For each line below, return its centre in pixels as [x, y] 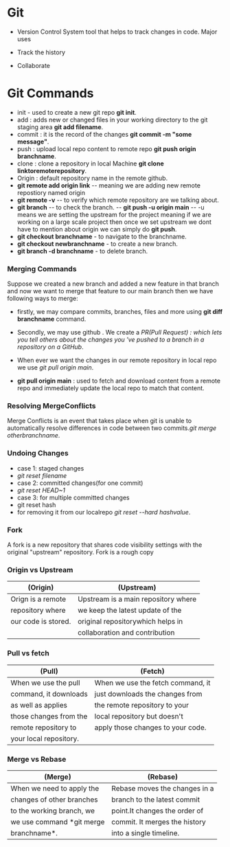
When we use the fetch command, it [152, 683]
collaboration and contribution [126, 633]
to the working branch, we [53, 811]
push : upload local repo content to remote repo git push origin [106, 148]
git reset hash [36, 505]
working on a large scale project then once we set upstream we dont [114, 222]
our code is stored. [41, 622]
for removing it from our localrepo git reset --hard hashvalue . [104, 512]
